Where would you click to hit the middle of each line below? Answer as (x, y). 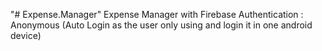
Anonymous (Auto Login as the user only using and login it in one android (161, 25)
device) (26, 35)
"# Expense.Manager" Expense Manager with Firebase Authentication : (157, 14)
